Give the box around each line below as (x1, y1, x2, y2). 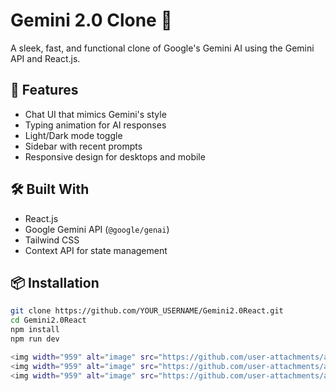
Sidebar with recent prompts (24, 140, 143, 152)
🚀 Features (10, 82, 79, 99)
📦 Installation (10, 274, 100, 291)
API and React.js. (10, 52, 81, 64)
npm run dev (10, 334, 60, 344)
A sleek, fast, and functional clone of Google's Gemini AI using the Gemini (10, 42, 315, 54)
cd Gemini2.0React (10, 315, 87, 326)
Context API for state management (24, 244, 168, 256)
